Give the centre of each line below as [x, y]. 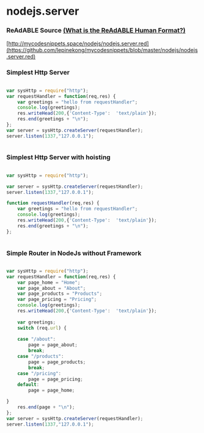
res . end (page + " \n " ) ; [46, 407]
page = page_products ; [57, 362]
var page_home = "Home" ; [49, 283]
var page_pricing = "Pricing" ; [57, 300]
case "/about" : [37, 339]
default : [28, 385]
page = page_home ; [52, 390]
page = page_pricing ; [56, 379]
